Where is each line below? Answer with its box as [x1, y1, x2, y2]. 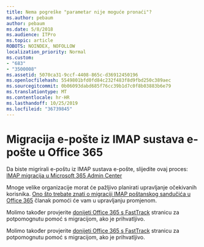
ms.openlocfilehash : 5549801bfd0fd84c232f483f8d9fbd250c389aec [6, 77, 172, 83]
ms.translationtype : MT [6, 89, 67, 95]
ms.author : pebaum [6, 15, 53, 21]
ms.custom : [6, 55, 34, 61]
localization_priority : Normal [6, 49, 86, 55]
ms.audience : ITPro [6, 32, 56, 38]
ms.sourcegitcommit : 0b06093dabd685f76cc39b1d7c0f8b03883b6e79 [6, 83, 172, 89]
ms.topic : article [6, 37, 53, 44]
